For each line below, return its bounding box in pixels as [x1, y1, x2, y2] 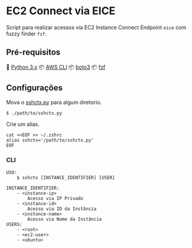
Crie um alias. [6, 120, 40, 128]
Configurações [6, 83, 63, 93]
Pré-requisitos [6, 47, 61, 58]
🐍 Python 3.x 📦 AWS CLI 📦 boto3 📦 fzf [6, 63, 105, 71]
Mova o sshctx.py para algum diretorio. [6, 98, 102, 106]
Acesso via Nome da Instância [27, 216, 102, 222]
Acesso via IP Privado [27, 195, 84, 201]
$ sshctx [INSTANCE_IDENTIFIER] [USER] [17, 174, 116, 180]
